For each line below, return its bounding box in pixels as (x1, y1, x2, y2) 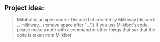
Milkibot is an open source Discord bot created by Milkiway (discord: (16, 16, 155, 22)
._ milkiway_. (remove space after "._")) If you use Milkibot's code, (16, 22, 149, 28)
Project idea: (4, 4, 45, 12)
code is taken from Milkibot (16, 32, 72, 38)
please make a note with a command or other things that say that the (16, 27, 156, 33)
